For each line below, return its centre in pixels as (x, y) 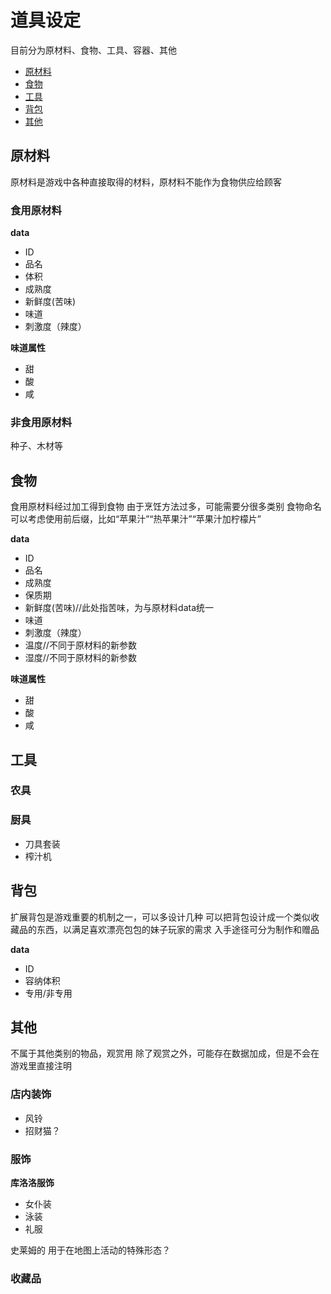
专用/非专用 (48, 993)
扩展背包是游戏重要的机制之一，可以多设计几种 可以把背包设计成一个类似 (160, 917)
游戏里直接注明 (41, 1066)
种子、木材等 (36, 446)
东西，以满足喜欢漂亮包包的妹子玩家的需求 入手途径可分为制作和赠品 (178, 929)
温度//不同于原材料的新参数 (80, 645)
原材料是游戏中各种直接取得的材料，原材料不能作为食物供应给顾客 (146, 182)
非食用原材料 (41, 422)
